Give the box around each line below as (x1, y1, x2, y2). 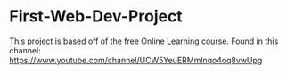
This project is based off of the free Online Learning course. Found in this (9, 36, 279, 46)
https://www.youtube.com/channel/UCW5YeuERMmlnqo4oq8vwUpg (9, 54, 263, 65)
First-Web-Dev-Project (9, 6, 183, 27)
